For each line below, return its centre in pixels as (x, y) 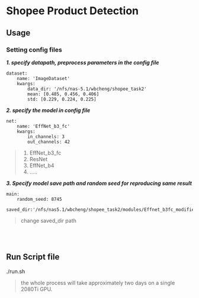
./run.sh (16, 271)
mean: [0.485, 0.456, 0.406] (63, 94)
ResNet (38, 159)
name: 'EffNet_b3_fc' (43, 126)
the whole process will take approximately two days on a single (98, 283)
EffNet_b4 (42, 165)
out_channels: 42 (49, 142)
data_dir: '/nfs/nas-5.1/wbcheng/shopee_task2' (87, 89)
